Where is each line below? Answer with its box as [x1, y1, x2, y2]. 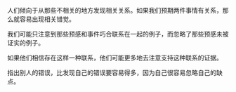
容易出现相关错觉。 [19, 15, 75, 23]
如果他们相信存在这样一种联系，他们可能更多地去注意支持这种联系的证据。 [7, 53, 223, 62]
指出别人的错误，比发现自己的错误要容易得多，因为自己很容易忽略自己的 [7, 69, 216, 77]
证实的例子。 [7, 39, 44, 47]
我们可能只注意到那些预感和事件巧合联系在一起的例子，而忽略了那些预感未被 [7, 30, 229, 38]
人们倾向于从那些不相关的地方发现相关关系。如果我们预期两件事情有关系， [7, 6, 223, 14]
